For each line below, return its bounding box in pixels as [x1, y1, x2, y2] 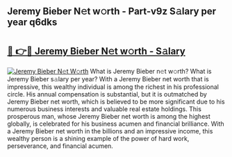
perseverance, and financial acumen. [7, 142, 113, 150]
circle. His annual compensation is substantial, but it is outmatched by [7, 90, 207, 98]
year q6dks [7, 17, 58, 28]
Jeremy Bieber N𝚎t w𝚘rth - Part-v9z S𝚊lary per [7, 6, 217, 17]
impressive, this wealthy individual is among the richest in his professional [7, 83, 219, 91]
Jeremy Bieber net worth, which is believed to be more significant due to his [7, 97, 225, 106]
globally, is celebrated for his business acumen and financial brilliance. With [7, 119, 224, 128]
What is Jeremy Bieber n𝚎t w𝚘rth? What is [90, 67, 212, 75]
